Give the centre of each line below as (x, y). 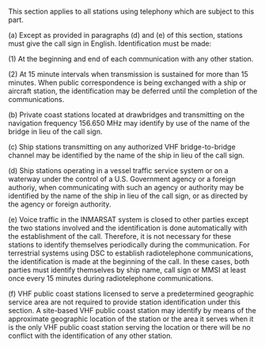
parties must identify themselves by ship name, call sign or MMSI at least (127, 270)
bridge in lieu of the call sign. (55, 131)
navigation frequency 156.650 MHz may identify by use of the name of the (129, 123)
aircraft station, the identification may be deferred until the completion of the (133, 91)
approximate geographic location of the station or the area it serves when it (131, 319)
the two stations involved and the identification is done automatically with (128, 228)
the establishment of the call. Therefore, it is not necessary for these (120, 236)
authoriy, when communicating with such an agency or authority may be (126, 187)
